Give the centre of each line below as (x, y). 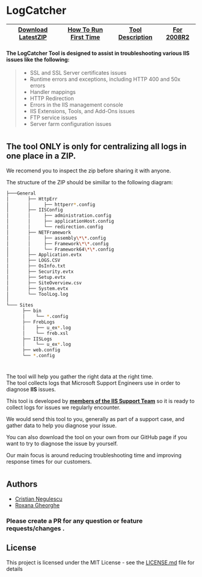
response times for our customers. (49, 462)
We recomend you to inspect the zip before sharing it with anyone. (89, 170)
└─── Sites (20, 305)
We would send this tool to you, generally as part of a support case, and (95, 419)
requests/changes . (35, 528)
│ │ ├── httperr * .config (51, 204)
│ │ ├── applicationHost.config (60, 221)
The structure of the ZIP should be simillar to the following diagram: (90, 182)
